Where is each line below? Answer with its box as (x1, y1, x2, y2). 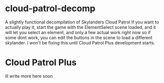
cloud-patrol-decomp (5, 3, 96, 14)
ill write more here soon (5, 73, 53, 79)
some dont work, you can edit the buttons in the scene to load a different (5, 35, 153, 41)
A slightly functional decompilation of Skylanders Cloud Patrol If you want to (5, 19, 160, 25)
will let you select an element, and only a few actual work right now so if (5, 29, 151, 35)
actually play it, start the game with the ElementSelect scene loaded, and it (5, 24, 156, 30)
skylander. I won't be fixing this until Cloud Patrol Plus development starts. (5, 40, 156, 45)
